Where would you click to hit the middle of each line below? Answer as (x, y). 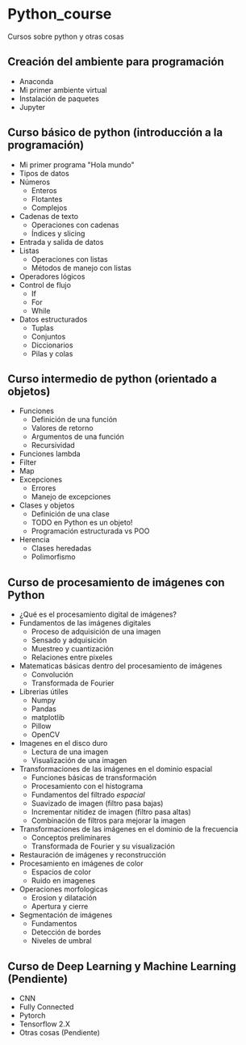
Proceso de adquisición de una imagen (96, 632)
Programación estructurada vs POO (90, 531)
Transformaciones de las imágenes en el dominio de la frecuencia (129, 829)
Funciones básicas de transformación (94, 777)
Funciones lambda (50, 454)
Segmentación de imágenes (66, 915)
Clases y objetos (47, 505)
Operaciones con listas (69, 259)
